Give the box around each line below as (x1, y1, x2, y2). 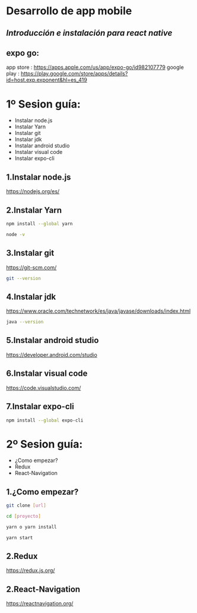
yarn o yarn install (6, 524, 58, 530)
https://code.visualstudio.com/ (6, 384, 81, 391)
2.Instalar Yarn (6, 205, 62, 215)
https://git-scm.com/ (6, 263, 57, 271)
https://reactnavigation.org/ (6, 600, 74, 607)
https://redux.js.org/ (6, 567, 55, 574)
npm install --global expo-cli (6, 417, 84, 423)
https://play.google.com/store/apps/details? (20, 70, 128, 77)
